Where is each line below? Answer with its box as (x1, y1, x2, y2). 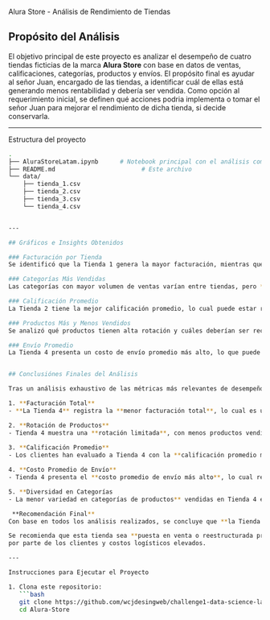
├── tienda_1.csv (22, 180, 81, 188)
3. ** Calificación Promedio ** (8, 444, 110, 452)
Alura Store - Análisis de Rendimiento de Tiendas (8, 7, 171, 16)
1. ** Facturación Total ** (8, 399, 95, 407)
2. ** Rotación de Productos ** (8, 421, 110, 429)
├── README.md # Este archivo (8, 165, 193, 173)
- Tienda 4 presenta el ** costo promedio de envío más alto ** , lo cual (8, 473, 253, 482)
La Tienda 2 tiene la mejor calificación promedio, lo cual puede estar (8, 304, 257, 312)
